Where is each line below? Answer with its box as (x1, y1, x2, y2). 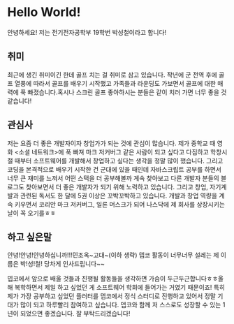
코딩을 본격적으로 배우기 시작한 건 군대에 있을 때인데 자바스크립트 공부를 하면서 (7, 165, 222, 173)
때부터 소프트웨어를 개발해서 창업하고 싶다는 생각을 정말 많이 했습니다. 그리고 (14, 156, 224, 165)
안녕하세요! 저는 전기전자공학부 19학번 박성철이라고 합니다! (7, 28, 167, 36)
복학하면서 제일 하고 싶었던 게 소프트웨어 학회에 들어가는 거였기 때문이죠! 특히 (14, 283, 226, 292)
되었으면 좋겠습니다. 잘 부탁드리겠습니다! (20, 309, 131, 318)
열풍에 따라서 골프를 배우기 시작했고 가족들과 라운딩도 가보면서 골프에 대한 (14, 79, 217, 87)
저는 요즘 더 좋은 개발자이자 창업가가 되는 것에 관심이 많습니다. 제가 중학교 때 (7, 139, 216, 147)
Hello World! (7, 4, 81, 20)
